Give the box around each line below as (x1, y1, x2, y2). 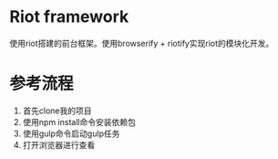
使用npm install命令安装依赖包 (22, 116, 137, 127)
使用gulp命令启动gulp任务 (22, 128, 120, 139)
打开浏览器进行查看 (22, 139, 96, 150)
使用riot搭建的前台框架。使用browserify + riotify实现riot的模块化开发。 (9, 37, 274, 48)
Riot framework (9, 6, 129, 27)
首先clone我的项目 (22, 105, 93, 116)
